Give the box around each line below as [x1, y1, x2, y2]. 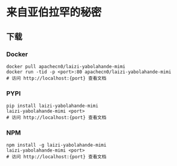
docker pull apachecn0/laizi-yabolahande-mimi [6, 63, 126, 69]
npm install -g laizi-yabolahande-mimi [6, 142, 107, 148]
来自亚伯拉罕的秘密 [6, 5, 102, 19]
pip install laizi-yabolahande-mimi [6, 103, 98, 109]
